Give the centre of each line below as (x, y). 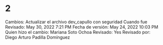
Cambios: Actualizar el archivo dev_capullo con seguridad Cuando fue (76, 22)
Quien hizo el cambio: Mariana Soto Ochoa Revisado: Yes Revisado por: (78, 32)
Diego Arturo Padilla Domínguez (38, 37)
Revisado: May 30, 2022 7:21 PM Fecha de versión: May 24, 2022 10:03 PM (82, 27)
